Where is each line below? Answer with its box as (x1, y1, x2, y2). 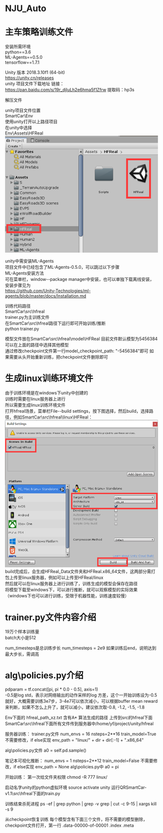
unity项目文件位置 (5, 107, 41, 113)
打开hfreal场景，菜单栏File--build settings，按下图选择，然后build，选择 (5, 408, 149, 414)
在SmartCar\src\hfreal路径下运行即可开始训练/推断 (5, 320, 106, 326)
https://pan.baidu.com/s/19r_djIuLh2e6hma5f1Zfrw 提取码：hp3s (5, 87, 135, 93)
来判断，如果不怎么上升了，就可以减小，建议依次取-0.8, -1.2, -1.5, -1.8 (5, 704, 145, 710)
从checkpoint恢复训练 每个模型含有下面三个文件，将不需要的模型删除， (5, 816, 148, 822)
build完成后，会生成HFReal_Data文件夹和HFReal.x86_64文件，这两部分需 (5, 569, 151, 574)
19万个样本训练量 (5, 629, 40, 635)
